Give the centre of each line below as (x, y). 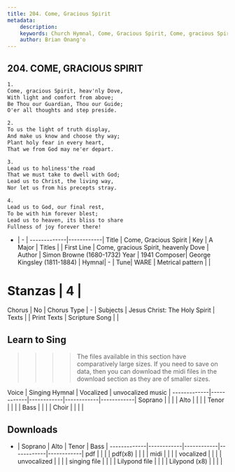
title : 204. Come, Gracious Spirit (59, 14)
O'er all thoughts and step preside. (62, 110)
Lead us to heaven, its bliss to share (65, 220)
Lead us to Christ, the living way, (60, 182)
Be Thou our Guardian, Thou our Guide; (65, 104)
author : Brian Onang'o (53, 40)
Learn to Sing (37, 340)
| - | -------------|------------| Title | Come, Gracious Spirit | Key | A (115, 240)
